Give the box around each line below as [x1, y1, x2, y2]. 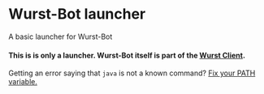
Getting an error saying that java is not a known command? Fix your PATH [8, 68, 256, 78]
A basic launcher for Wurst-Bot [8, 32, 113, 41]
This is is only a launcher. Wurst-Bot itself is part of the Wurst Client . [8, 50, 246, 60]
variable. [8, 77, 38, 87]
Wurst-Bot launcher [8, 5, 146, 23]
